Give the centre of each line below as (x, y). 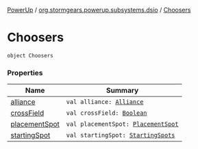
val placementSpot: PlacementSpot (122, 124)
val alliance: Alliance (105, 102)
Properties (25, 72)
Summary (122, 90)
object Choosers (30, 55)
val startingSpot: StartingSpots (121, 135)
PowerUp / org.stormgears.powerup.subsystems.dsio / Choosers (99, 10)
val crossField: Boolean (107, 113)
